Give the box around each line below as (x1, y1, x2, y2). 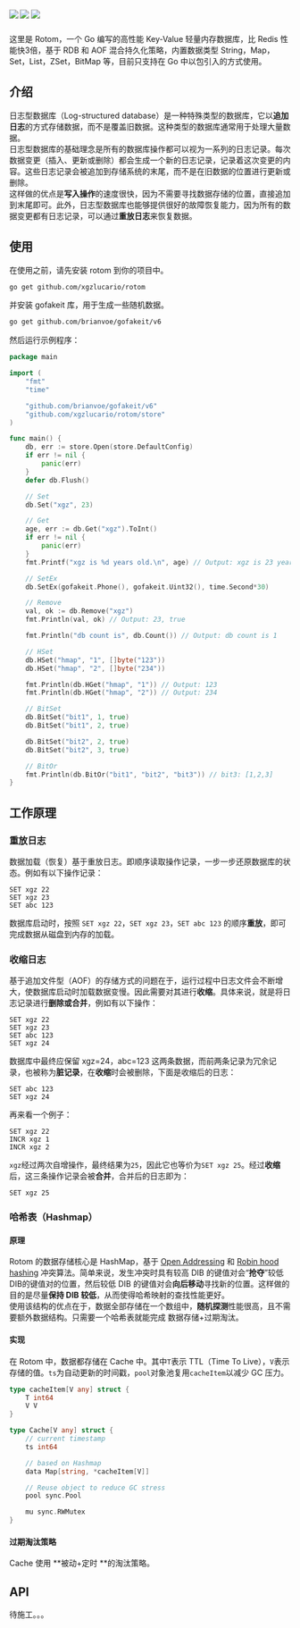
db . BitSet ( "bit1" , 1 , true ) (25, 713, 129, 722)
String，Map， (220, 45, 275, 55)
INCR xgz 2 (9, 1143, 50, 1152)
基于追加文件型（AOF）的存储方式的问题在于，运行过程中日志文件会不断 (9, 976, 276, 986)
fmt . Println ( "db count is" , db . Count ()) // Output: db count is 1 (25, 632, 278, 641)
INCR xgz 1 (9, 1135, 50, 1145)
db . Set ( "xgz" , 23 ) (25, 500, 94, 509)
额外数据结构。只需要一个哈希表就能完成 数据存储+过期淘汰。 (16, 1312, 244, 1323)
